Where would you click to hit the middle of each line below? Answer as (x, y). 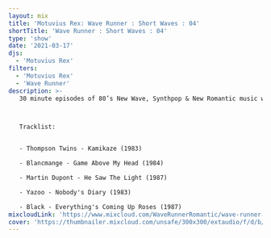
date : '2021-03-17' (41, 46)
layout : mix (28, 16)
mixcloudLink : (32, 215)
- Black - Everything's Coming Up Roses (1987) (100, 207)
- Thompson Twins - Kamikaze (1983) (81, 149)
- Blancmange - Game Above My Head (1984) (91, 163)
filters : (23, 69)
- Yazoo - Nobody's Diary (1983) (75, 192)
